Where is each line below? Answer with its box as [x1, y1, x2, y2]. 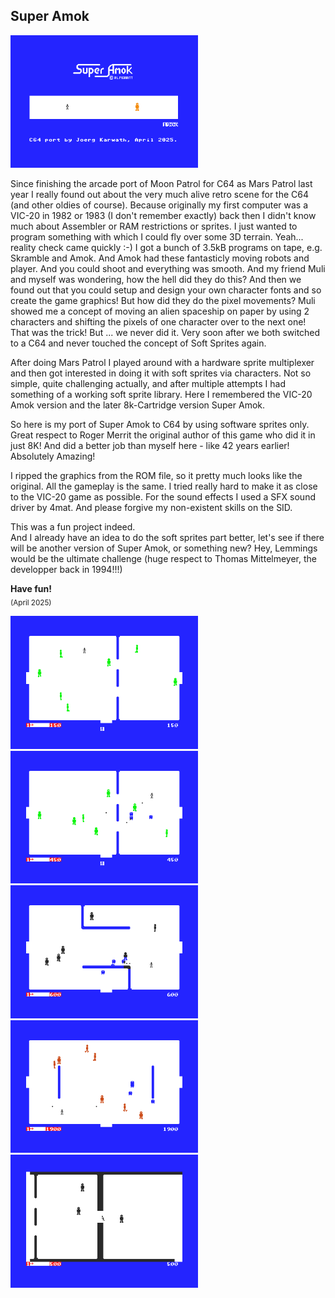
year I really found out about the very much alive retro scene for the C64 [10, 189, 310, 201]
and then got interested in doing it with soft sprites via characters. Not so [10, 367, 312, 379]
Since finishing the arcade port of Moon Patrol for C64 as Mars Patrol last [10, 178, 313, 190]
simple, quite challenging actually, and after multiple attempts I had [10, 378, 286, 390]
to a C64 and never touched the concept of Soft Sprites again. [10, 337, 267, 349]
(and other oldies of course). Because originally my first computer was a [10, 199, 309, 211]
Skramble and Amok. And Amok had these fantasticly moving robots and [10, 252, 310, 264]
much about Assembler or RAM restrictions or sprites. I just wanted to [10, 220, 298, 233]
